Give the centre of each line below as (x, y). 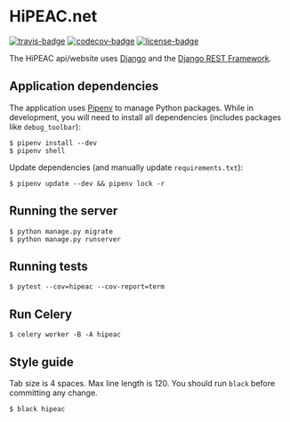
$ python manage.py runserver (65, 239)
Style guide (41, 362)
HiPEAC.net (53, 16)
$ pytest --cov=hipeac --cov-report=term (87, 287)
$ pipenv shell (37, 150)
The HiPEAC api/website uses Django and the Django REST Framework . (141, 58)
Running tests (49, 266)
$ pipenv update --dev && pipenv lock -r (87, 183)
